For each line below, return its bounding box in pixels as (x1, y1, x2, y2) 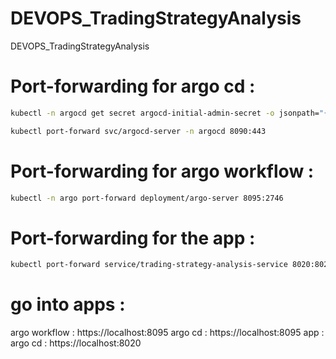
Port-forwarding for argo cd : (10, 75, 256, 98)
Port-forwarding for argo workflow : (10, 160, 315, 182)
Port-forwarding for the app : (10, 227, 256, 249)
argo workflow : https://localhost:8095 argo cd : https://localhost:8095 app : (10, 327, 325, 339)
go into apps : (10, 293, 126, 316)
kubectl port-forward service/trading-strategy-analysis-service (10, 260, 288, 270)
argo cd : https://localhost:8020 (10, 337, 142, 349)
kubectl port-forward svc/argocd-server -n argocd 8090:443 (10, 126, 267, 136)
